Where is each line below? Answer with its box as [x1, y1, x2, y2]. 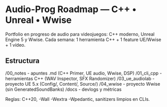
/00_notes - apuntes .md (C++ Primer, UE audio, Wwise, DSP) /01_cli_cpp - [5, 70, 162, 76]
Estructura [5, 57, 40, 65]
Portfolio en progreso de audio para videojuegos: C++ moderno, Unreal [5, 31, 155, 37]
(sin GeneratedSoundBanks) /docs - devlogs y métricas [5, 86, 122, 92]
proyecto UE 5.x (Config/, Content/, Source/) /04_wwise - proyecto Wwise [5, 81, 160, 87]
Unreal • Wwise [5, 14, 72, 26]
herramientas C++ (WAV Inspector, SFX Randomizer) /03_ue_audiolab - [5, 75, 155, 82]
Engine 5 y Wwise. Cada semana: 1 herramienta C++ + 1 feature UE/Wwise [5, 37, 161, 43]
